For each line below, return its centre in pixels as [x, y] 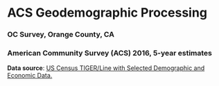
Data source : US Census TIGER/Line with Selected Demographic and [106, 68]
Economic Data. [30, 76]
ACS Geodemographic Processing [107, 13]
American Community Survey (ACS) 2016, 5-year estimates [110, 53]
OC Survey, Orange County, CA [61, 35]
